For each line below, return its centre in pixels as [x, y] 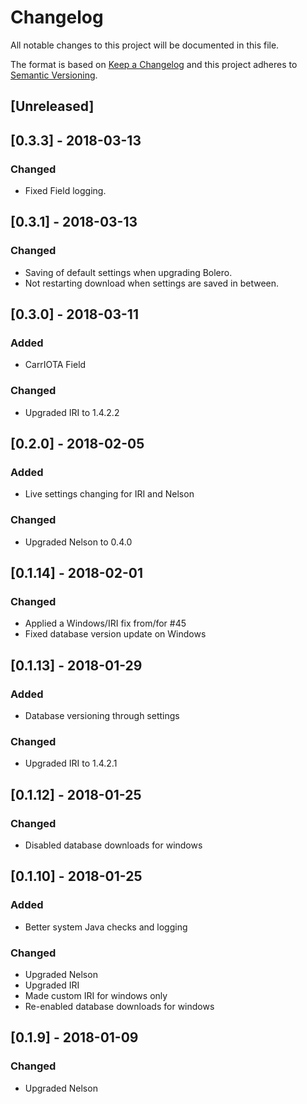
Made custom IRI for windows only [96, 996]
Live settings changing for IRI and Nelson [109, 494]
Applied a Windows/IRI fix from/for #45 [105, 623]
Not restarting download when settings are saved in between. [152, 283]
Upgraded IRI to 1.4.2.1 [71, 763]
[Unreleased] [52, 106]
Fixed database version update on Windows [115, 634]
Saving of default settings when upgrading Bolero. [128, 272]
